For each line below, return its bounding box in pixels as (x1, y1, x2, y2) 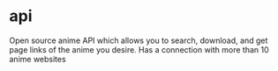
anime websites (9, 53, 66, 64)
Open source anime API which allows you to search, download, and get (9, 35, 268, 46)
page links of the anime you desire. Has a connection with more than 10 (9, 44, 269, 54)
